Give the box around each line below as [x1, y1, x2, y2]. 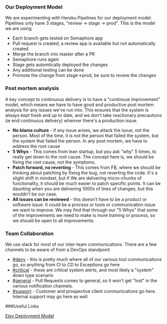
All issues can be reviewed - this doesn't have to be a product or [12, 196, 147, 202]
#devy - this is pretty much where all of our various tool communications [12, 256, 162, 262]
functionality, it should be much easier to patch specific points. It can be [12, 180, 161, 186]
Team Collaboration [5, 230, 54, 237]
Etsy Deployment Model [5, 312, 54, 318]
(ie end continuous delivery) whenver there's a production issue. [5, 117, 138, 123]
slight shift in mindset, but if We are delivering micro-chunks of [12, 175, 142, 181]
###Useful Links [5, 303, 39, 309]
